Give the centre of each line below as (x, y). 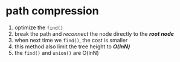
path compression (52, 11)
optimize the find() (39, 27)
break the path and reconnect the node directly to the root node (94, 33)
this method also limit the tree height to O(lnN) (72, 46)
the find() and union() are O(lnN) (56, 52)
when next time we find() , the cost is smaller (71, 40)
